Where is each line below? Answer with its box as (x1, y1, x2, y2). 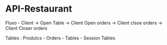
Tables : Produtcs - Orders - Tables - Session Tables (5, 35, 116, 41)
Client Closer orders (5, 25, 47, 31)
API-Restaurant (5, 3, 72, 15)
